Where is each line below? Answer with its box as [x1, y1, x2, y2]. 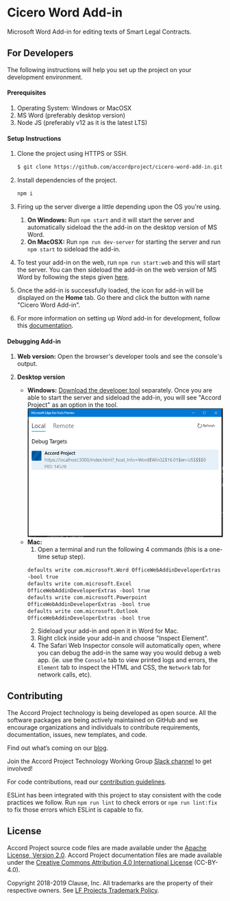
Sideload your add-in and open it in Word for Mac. [37, 627, 179, 635]
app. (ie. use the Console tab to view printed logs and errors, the [37, 655, 218, 664]
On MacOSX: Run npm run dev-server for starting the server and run [27, 237, 221, 246]
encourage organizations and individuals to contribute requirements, [7, 723, 201, 732]
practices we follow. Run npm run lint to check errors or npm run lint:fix [7, 798, 218, 806]
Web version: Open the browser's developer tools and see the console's [16, 352, 222, 361]
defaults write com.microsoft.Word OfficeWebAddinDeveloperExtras [27, 566, 221, 574]
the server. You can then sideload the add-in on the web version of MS [16, 266, 217, 274]
